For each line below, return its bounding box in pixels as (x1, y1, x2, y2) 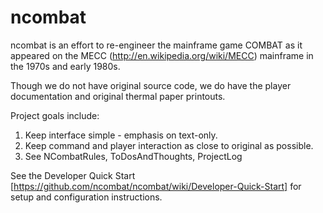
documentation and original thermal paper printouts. (10, 90, 226, 102)
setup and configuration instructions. (10, 191, 163, 203)
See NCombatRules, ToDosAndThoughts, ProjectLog (24, 150, 243, 162)
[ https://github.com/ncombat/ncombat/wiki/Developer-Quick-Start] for (10, 180, 302, 192)
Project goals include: (10, 109, 100, 121)
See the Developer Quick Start (10, 169, 136, 181)
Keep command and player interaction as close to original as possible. (24, 139, 314, 151)
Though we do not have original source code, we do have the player (10, 79, 292, 91)
